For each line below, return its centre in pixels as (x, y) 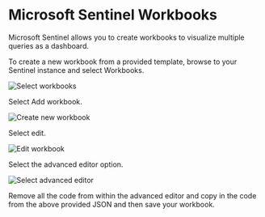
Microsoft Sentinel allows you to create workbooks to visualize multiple (126, 37)
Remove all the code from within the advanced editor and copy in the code (132, 195)
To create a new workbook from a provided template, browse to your (123, 62)
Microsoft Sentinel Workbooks (113, 15)
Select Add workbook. (45, 101)
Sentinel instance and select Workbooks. (76, 70)
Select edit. (27, 133)
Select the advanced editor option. (66, 164)
